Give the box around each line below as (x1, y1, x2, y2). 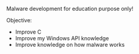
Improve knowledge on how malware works (15, 41, 125, 48)
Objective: (6, 17, 32, 23)
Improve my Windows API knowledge (15, 35, 109, 41)
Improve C (15, 28, 41, 35)
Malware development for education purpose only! (6, 5, 134, 12)
